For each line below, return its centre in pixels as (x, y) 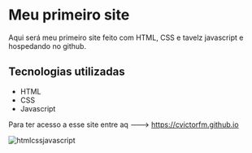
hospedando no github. (48, 46)
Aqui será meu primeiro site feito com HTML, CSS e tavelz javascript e (126, 37)
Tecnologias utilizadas (67, 72)
